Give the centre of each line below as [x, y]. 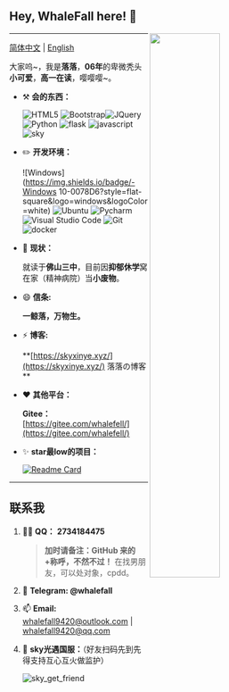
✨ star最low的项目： [61, 451]
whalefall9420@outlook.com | [78, 621]
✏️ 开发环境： [47, 152]
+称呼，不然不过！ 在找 [87, 561]
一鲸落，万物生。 [53, 316]
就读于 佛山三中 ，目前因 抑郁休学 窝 [85, 267]
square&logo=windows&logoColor [85, 201]
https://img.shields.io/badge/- [80, 182]
